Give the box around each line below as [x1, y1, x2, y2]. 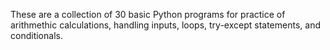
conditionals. [10, 30, 63, 41]
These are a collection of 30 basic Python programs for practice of [10, 9, 286, 20]
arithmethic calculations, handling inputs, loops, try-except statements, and [10, 19, 321, 31]
